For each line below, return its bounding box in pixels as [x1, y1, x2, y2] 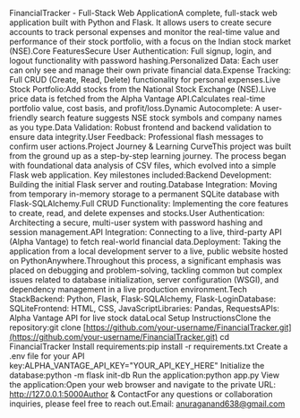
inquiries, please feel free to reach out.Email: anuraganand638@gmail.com [9, 398, 286, 409]
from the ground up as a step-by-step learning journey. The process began [9, 151, 287, 161]
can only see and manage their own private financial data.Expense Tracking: [9, 65, 291, 75]
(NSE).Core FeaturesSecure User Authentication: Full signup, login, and [9, 46, 272, 57]
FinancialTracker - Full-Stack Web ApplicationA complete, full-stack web [9, 8, 278, 18]
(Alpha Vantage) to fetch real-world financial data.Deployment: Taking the [9, 237, 282, 247]
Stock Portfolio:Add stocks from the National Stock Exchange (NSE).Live [9, 84, 277, 94]
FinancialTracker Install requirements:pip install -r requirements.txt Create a [9, 341, 288, 352]
